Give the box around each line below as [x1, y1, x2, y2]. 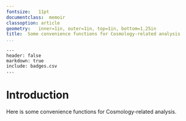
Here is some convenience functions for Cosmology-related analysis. [6, 108, 176, 116]
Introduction [6, 88, 69, 102]
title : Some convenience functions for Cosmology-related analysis [6, 31, 181, 37]
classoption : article [6, 20, 60, 26]
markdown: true [6, 58, 44, 64]
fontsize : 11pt [6, 8, 50, 15]
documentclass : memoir [6, 14, 66, 20]
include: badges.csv [6, 63, 58, 69]
